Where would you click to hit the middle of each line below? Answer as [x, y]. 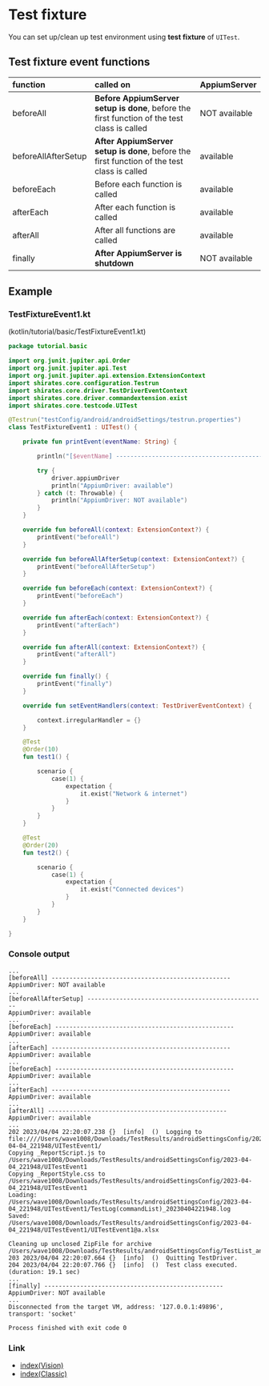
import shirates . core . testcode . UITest [73, 406]
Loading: [23, 1195]
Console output [39, 954]
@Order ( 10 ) [41, 750]
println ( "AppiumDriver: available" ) [112, 486]
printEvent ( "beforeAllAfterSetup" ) [96, 567]
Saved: [19, 1216]
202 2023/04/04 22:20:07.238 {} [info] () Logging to [105, 1132]
